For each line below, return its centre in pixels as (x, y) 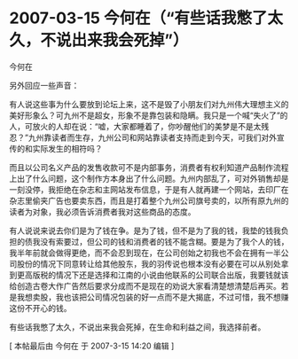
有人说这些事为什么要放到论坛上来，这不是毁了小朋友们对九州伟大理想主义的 (149, 104)
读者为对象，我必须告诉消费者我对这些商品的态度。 (102, 211)
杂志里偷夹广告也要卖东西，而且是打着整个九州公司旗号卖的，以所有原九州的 (149, 200)
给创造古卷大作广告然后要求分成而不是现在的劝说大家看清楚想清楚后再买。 (145, 285)
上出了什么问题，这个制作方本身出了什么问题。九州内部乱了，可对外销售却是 (149, 178)
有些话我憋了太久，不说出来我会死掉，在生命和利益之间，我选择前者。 (137, 327)
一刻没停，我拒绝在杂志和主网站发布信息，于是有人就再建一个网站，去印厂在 (149, 189)
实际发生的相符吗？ (67, 148)
